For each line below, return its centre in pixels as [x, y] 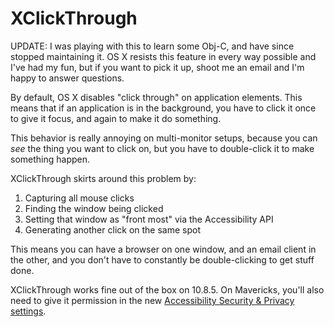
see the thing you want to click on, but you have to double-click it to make [162, 148]
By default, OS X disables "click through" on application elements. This [156, 97]
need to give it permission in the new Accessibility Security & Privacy [152, 300]
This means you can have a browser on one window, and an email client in [163, 249]
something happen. [50, 159]
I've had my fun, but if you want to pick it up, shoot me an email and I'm [157, 67]
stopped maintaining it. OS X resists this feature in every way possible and [163, 56]
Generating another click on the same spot [113, 229]
